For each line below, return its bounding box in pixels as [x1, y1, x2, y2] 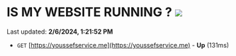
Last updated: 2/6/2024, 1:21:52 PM [6, 27, 113, 36]
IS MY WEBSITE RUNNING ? [6, 4, 173, 20]
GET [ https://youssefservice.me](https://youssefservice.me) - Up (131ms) [16, 41, 230, 49]
